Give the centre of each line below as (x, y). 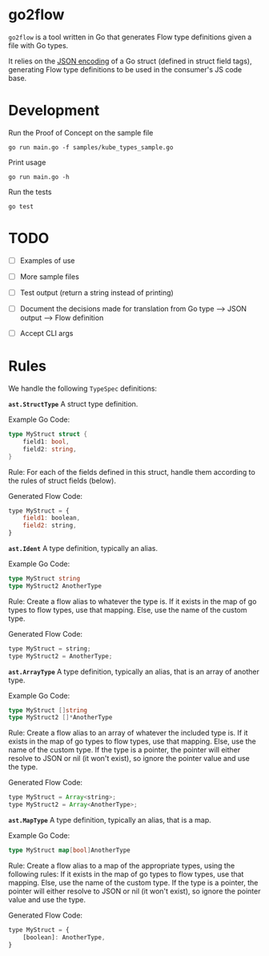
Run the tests (30, 192)
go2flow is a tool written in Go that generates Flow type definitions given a (130, 37)
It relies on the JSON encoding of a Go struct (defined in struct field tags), (130, 61)
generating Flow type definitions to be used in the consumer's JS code (125, 69)
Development (54, 111)
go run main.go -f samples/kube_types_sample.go (91, 147)
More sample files (50, 276)
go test (21, 206)
